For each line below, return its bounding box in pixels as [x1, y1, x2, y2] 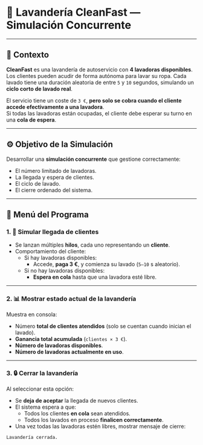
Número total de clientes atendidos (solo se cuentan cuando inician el [14, 322, 192, 330]
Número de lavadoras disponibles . [14, 342, 103, 349]
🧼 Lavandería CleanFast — [6, 5, 141, 19]
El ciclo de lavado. [14, 180, 61, 187]
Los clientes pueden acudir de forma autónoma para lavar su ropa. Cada [6, 72, 187, 79]
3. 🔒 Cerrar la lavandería [6, 369, 79, 377]
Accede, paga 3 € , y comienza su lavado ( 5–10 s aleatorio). [33, 261, 180, 268]
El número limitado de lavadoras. [14, 167, 97, 174]
